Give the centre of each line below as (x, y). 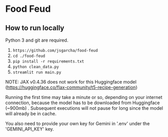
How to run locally (35, 28)
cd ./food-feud (29, 56)
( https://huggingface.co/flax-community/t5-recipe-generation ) (71, 87)
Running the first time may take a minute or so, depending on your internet (84, 97)
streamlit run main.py (37, 72)
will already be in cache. (31, 114)
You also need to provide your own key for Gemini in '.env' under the (78, 123)
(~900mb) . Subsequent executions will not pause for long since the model (84, 108)
